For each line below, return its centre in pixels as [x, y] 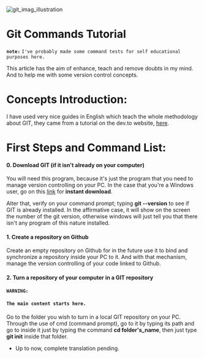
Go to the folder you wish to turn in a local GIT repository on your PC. [94, 317]
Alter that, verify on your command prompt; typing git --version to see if [98, 203]
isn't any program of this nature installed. [58, 223]
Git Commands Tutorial [66, 34]
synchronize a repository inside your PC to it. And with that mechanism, [97, 257]
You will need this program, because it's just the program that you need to [100, 179]
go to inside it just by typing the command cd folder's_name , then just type [102, 330]
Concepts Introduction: [67, 99]
